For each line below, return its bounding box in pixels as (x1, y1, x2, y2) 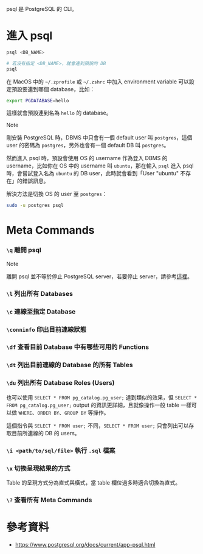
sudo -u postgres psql (6, 203, 64, 209)
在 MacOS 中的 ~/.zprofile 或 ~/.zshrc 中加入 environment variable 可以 (6, 78, 190, 85)
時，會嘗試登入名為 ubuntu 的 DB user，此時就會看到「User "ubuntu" (6, 170, 179, 177)
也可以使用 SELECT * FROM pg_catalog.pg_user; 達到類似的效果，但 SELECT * (6, 393, 198, 401)
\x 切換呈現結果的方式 (6, 464, 71, 472)
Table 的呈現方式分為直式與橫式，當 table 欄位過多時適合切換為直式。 (6, 479, 181, 486)
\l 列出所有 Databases (6, 289, 73, 298)
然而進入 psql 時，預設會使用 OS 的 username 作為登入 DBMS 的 (6, 155, 168, 162)
